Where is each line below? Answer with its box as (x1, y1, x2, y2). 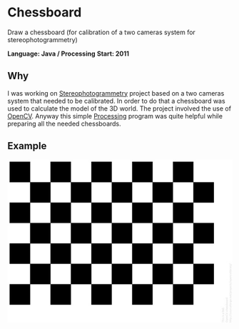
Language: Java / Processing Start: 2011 (7, 49, 130, 58)
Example (7, 140, 47, 152)
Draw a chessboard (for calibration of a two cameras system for (7, 28, 196, 36)
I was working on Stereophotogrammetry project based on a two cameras (7, 88, 225, 97)
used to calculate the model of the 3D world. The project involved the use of (7, 104, 232, 113)
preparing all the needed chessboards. (7, 119, 121, 128)
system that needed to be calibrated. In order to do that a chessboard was (7, 96, 226, 105)
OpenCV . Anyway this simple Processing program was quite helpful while (7, 111, 223, 120)
